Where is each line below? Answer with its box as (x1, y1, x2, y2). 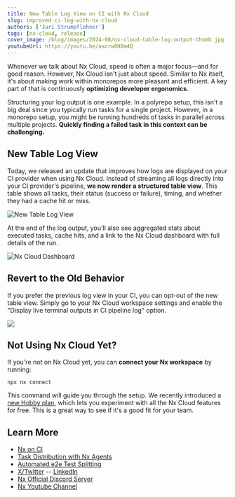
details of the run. (7, 238, 58, 247)
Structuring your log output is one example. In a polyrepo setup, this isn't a (7, 98, 223, 106)
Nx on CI (17, 445, 43, 454)
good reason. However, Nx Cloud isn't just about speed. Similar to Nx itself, (7, 69, 224, 78)
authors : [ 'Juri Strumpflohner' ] (7, 23, 105, 30)
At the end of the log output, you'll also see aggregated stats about (7, 224, 201, 232)
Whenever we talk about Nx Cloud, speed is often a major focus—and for (7, 62, 219, 70)
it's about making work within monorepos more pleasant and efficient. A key (7, 77, 228, 85)
